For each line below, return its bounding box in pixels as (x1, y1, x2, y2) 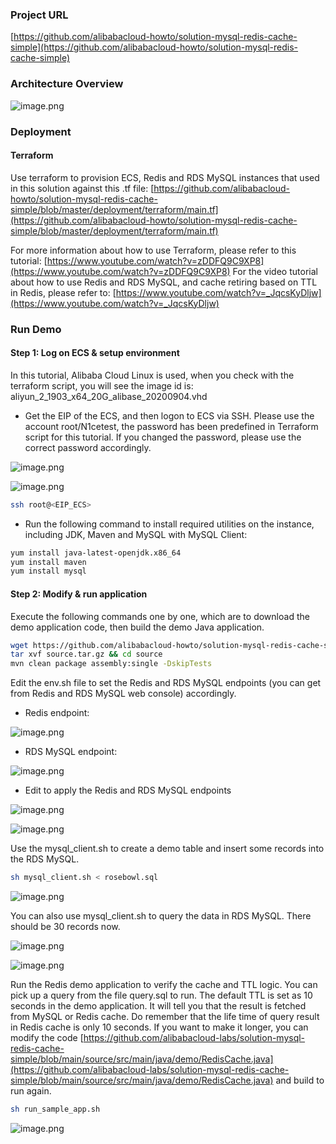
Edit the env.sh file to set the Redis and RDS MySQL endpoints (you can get (10, 677, 322, 689)
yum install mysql (10, 566, 87, 577)
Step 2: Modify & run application (10, 588, 148, 600)
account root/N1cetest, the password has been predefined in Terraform (24, 420, 319, 432)
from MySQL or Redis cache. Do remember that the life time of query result (10, 1011, 320, 1023)
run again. (10, 1085, 52, 1097)
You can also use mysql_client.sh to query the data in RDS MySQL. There (10, 910, 312, 922)
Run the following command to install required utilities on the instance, (24, 518, 315, 530)
